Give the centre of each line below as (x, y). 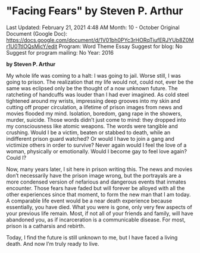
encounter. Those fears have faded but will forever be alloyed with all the (96, 188)
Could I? (16, 157)
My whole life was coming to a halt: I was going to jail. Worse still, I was (94, 75)
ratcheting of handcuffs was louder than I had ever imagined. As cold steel (98, 94)
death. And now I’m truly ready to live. (53, 243)
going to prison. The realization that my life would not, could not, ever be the (100, 82)
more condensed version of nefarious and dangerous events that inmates (96, 182)
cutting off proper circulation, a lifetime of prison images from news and (94, 107)
